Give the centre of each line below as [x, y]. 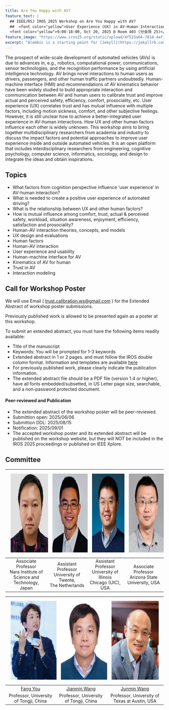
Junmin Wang [135, 688]
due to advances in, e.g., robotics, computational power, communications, [82, 62]
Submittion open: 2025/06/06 [43, 417]
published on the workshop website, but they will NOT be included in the [88, 438]
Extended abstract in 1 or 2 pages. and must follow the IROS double [82, 357]
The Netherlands [67, 585]
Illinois [105, 577]
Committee [23, 460]
